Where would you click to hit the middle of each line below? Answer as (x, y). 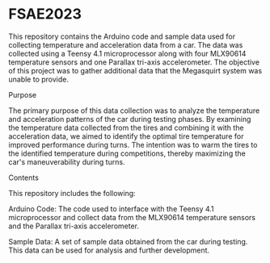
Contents (23, 177)
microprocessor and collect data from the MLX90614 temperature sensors (132, 217)
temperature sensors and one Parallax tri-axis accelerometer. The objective (134, 62)
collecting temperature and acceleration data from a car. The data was (126, 44)
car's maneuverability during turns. (67, 161)
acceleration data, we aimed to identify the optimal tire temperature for (126, 136)
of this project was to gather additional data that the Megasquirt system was (135, 70)
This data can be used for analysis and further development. (109, 250)
